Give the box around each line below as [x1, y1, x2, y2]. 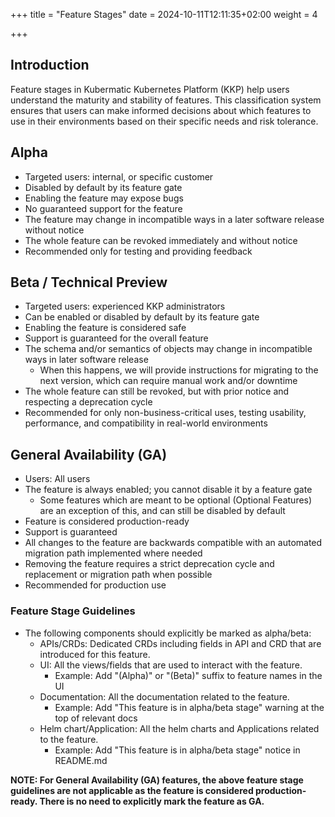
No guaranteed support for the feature [24, 202, 183, 214]
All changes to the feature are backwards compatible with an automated [24, 537, 323, 549]
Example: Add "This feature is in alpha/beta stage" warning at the [54, 701, 325, 713]
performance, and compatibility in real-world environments [24, 417, 268, 429]
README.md [54, 754, 108, 766]
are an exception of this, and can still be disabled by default [39, 505, 286, 517]
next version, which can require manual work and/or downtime [39, 375, 298, 387]
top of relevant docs [54, 712, 138, 724]
